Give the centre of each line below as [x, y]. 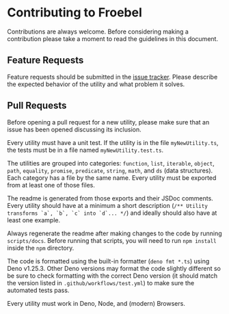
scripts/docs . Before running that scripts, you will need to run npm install [112, 240]
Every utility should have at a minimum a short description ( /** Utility [108, 205]
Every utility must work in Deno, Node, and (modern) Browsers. [96, 303]
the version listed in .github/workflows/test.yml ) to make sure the [101, 283]
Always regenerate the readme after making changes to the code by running [114, 233]
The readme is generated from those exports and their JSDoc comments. [110, 198]
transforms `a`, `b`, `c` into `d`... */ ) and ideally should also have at [112, 213]
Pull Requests [37, 106]
